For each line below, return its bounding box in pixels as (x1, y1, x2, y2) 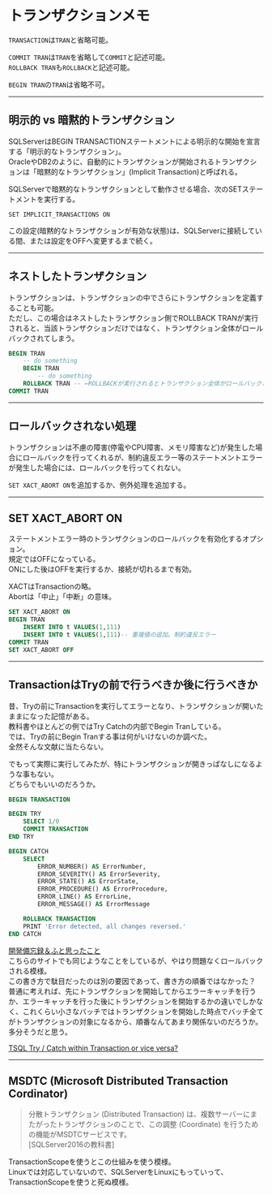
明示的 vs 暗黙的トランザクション (8, 114, 176, 127)
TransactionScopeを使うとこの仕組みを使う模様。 (8, 1157, 176, 1167)
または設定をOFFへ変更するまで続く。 (29, 235, 158, 245)
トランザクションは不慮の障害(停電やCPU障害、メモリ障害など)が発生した (8, 442, 256, 452)
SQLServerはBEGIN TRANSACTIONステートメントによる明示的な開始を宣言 (8, 136, 261, 146)
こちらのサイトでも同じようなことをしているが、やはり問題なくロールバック (8, 956, 264, 965)
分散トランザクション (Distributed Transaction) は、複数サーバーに (28, 1109, 251, 1120)
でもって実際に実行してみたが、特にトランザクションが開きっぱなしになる (8, 759, 257, 769)
